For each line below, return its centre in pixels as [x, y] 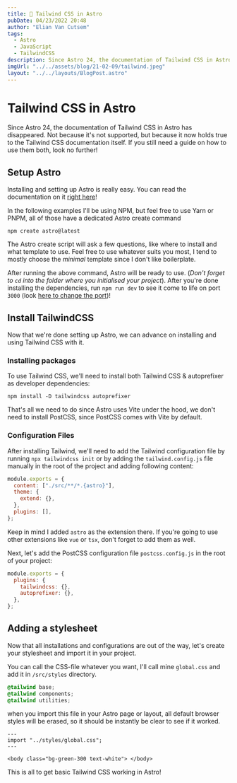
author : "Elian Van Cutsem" [49, 27]
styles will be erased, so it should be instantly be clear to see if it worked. [114, 721]
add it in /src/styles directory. [52, 674]
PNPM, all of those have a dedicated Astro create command [94, 218]
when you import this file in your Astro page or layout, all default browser [113, 714]
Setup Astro [34, 172]
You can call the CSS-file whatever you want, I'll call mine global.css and [114, 666]
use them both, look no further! [53, 150]
